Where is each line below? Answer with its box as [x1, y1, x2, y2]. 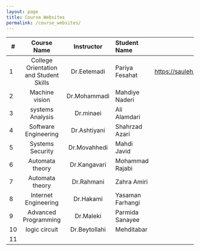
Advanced [27, 208, 57, 216]
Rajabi [115, 165, 133, 173]
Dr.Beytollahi [70, 225, 106, 234]
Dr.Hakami [73, 195, 103, 203]
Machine [29, 88, 54, 97]
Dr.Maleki [74, 212, 102, 221]
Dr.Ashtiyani [71, 126, 105, 135]
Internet [30, 191, 53, 200]
